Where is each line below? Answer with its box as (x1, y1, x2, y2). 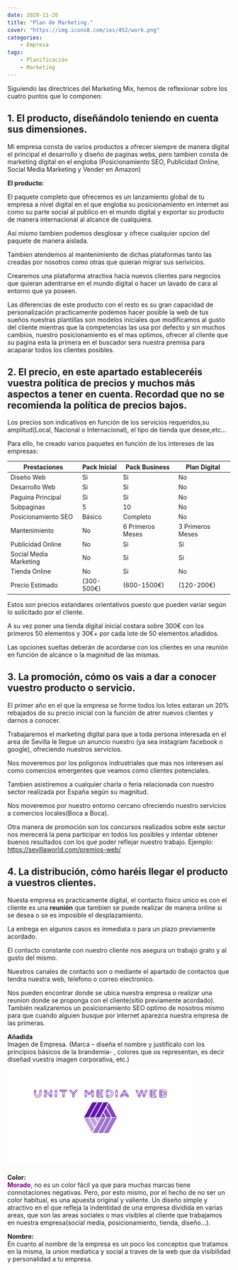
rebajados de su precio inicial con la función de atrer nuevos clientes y (7, 708, 214, 717)
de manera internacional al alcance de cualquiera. (7, 215, 154, 224)
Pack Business (125, 462, 170, 471)
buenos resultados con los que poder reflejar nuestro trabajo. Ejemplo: (7, 838, 214, 846)
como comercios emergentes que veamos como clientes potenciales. (7, 766, 210, 774)
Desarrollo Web (10, 483, 56, 491)
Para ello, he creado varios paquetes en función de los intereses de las (7, 439, 215, 448)
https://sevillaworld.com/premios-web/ (7, 845, 122, 853)
